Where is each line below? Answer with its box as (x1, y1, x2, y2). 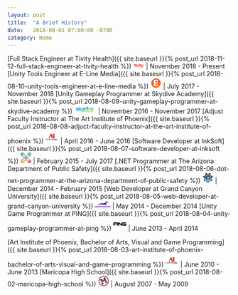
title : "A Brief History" (7, 19, 87, 26)
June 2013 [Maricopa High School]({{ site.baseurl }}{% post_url (7, 267, 194, 276)
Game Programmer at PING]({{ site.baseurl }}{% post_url (7, 209, 174, 217)
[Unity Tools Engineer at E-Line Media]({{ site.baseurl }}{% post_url (7, 70, 205, 78)
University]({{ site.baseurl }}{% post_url (7, 192, 124, 200)
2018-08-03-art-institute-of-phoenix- (93, 245, 204, 254)
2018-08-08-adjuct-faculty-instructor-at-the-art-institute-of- (32, 122, 212, 131)
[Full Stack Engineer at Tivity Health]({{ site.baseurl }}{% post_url (7, 54, 199, 63)
